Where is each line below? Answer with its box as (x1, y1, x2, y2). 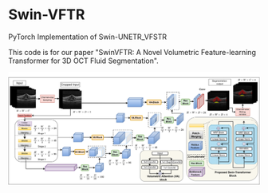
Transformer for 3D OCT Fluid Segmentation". (8, 56, 160, 65)
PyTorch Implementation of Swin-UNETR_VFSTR (8, 32, 167, 41)
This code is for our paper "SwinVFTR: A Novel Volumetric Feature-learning (8, 47, 257, 57)
